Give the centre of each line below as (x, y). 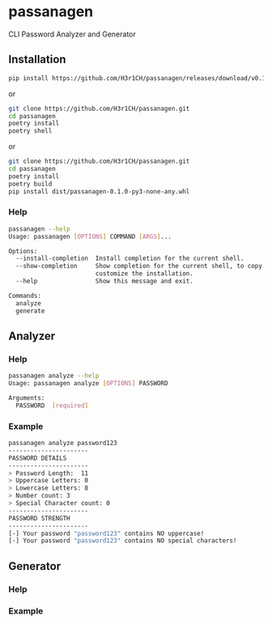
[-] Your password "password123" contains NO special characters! (123, 541)
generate (30, 311)
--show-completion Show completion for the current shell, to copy (139, 266)
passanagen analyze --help (54, 376)
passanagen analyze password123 (63, 444)
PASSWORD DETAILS (38, 458)
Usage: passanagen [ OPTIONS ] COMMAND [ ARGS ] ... (90, 236)
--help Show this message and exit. (105, 282)
